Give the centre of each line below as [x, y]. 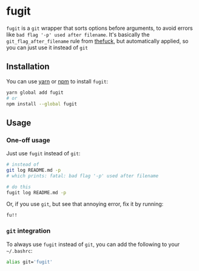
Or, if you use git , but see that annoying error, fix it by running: [85, 204]
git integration [29, 231]
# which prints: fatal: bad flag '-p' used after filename [83, 176]
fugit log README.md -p [36, 192]
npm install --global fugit [42, 104]
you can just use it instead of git [47, 48]
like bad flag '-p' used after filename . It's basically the [78, 34]
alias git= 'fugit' [29, 262]
